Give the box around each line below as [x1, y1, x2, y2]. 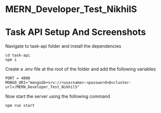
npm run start [5, 103, 35, 108]
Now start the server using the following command [5, 93, 111, 99]
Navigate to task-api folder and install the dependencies [5, 43, 122, 49]
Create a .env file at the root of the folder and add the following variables [5, 66, 156, 72]
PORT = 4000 [5, 76, 30, 81]
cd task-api [5, 53, 30, 58]
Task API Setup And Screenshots [5, 27, 146, 38]
